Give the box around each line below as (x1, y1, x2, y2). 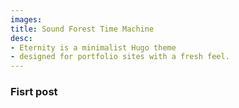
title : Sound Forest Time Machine (10, 24, 155, 34)
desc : (10, 33, 33, 43)
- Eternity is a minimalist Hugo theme (10, 42, 177, 53)
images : (10, 14, 43, 25)
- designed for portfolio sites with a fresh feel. (10, 52, 230, 62)
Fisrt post (10, 85, 58, 99)
